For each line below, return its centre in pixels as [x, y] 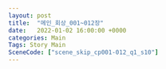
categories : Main [37, 38]
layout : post [30, 15]
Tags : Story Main [37, 45]
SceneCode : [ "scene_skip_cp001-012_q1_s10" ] [83, 52]
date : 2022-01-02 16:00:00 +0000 [67, 30]
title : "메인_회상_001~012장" [56, 23]
